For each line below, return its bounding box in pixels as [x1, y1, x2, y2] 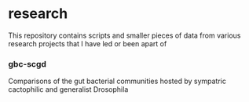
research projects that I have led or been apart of [8, 38, 167, 48]
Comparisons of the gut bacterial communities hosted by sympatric [8, 76, 226, 86]
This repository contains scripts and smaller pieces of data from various [8, 31, 241, 40]
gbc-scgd [8, 58, 47, 69]
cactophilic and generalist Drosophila [8, 85, 129, 94]
